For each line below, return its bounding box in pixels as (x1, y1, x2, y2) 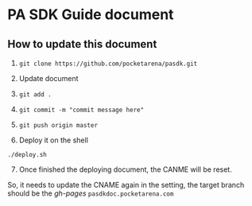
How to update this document (7, 37, 157, 51)
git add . (18, 91, 52, 99)
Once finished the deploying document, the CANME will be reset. (18, 165, 232, 174)
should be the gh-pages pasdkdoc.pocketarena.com (7, 189, 174, 198)
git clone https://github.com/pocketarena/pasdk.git (18, 60, 198, 68)
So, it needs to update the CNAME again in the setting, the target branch (7, 181, 245, 189)
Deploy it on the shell (18, 135, 89, 145)
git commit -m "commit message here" (18, 106, 145, 114)
